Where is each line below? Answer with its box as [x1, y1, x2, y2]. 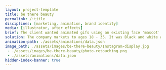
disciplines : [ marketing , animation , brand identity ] [5, 21, 119, 26]
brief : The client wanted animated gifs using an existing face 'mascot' [5, 30, 161, 35]
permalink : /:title [5, 16, 45, 21]
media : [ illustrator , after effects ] [5, 26, 83, 31]
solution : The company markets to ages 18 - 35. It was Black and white [5, 35, 158, 40]
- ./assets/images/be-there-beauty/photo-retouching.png [7, 48, 127, 53]
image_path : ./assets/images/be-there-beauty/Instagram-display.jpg [5, 44, 149, 49]
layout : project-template [5, 7, 58, 12]
